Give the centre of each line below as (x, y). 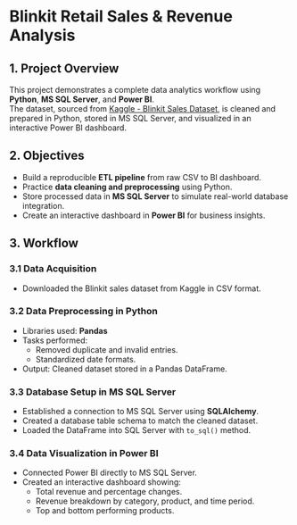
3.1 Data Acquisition (53, 269)
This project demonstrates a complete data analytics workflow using (135, 90)
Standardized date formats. (86, 359)
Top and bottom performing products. (105, 511)
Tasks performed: (54, 340)
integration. (43, 205)
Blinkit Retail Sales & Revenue (121, 17)
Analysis (42, 35)
